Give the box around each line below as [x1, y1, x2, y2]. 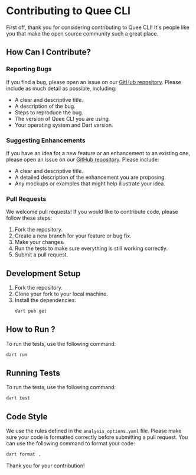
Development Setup [6, 268, 81, 278]
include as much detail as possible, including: [6, 85, 117, 92]
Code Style [6, 412, 48, 422]
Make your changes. [14, 239, 65, 246]
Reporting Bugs [6, 65, 52, 73]
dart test [6, 395, 31, 401]
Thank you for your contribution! [6, 462, 85, 469]
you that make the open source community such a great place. [6, 30, 159, 37]
